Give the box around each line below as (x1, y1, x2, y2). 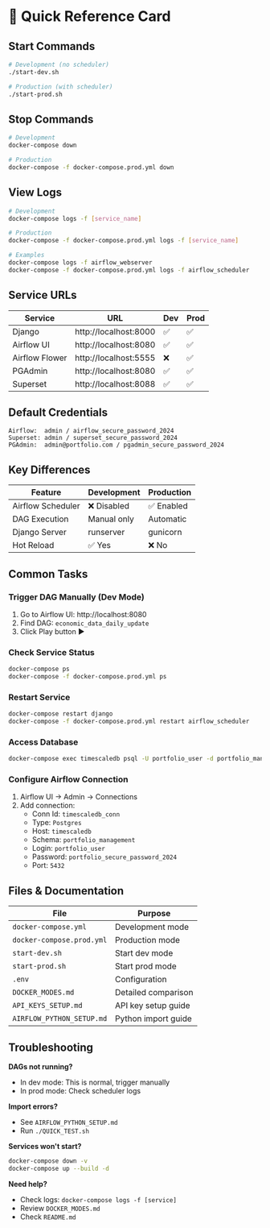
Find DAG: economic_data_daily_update (19, 618, 149, 628)
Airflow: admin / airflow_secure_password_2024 (8, 427, 174, 435)
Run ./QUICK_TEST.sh (19, 1126, 90, 1135)
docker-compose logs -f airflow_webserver (8, 259, 153, 267)
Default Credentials (8, 405, 108, 419)
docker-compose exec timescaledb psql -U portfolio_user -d (8, 755, 215, 763)
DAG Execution (12, 513, 69, 525)
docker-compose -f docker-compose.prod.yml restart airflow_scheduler (8, 717, 250, 726)
